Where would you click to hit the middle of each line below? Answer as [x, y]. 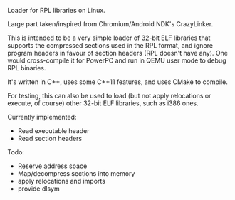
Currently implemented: [42, 117]
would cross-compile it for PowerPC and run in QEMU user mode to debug [117, 60]
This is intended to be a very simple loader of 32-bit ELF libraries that [109, 38]
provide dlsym [38, 189]
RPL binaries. [27, 68]
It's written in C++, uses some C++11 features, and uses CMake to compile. [117, 82]
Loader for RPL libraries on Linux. [56, 10]
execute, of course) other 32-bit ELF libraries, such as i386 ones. [103, 103]
